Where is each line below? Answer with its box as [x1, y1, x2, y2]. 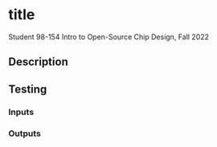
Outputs [8, 128, 42, 139]
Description [8, 55, 68, 69]
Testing [8, 82, 47, 96]
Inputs [8, 106, 35, 117]
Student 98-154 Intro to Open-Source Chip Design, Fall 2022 [8, 32, 210, 42]
